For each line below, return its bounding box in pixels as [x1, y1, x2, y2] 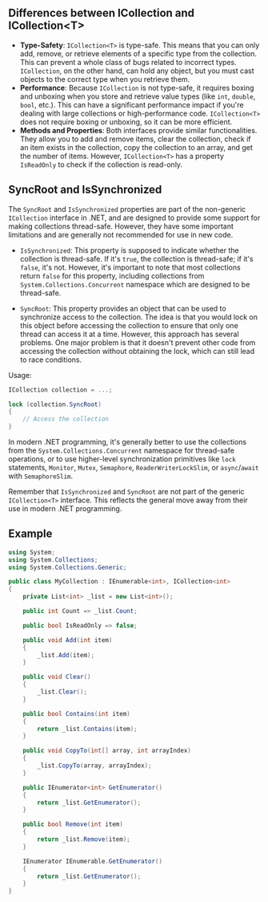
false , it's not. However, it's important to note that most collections [19, 262, 242, 272]
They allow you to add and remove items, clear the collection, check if [19, 134, 251, 144]
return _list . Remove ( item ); [37, 835, 130, 843]
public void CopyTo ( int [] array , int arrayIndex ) [22, 746, 192, 755]
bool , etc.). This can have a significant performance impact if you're [19, 100, 244, 109]
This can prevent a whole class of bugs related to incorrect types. [19, 57, 238, 67]
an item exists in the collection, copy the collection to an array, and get [19, 142, 254, 152]
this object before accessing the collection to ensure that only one [19, 320, 238, 330]
